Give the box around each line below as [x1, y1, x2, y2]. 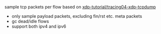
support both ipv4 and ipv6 [11, 23, 67, 29]
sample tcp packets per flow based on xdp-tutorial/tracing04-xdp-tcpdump [4, 4, 156, 10]
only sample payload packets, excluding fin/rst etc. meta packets [11, 13, 142, 19]
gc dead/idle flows [11, 19, 49, 24]
